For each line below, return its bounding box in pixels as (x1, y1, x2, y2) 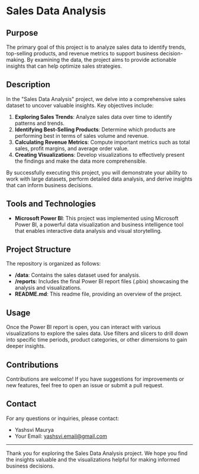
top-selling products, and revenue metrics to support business (6, 50, 159, 57)
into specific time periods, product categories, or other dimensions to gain (6, 336, 188, 343)
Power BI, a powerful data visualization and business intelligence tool (14, 221, 184, 228)
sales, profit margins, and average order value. (14, 144, 129, 152)
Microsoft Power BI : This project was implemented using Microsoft (14, 214, 179, 222)
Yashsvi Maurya (14, 426, 54, 433)
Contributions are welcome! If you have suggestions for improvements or (6, 375, 185, 383)
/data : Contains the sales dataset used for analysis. (14, 271, 141, 279)
